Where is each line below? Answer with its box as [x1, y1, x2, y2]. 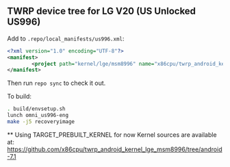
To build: [7, 92, 32, 101]
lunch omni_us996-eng [7, 112, 69, 119]
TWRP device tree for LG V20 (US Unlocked [7, 5, 196, 17]
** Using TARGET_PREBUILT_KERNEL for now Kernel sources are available [7, 130, 217, 139]
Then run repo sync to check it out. [7, 79, 106, 88]
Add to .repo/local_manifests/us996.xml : [7, 34, 125, 42]
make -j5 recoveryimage [7, 118, 75, 125]
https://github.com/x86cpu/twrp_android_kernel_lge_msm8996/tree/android [7, 145, 222, 153]
